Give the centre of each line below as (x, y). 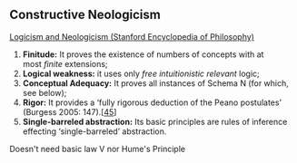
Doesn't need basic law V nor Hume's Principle (98, 149)
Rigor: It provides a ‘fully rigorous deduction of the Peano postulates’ (152, 102)
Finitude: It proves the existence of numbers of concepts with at (143, 54)
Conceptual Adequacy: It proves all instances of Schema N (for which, (155, 83)
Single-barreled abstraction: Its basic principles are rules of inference (155, 121)
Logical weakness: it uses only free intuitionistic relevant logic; (141, 73)
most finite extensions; (65, 63)
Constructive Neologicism (85, 15)
